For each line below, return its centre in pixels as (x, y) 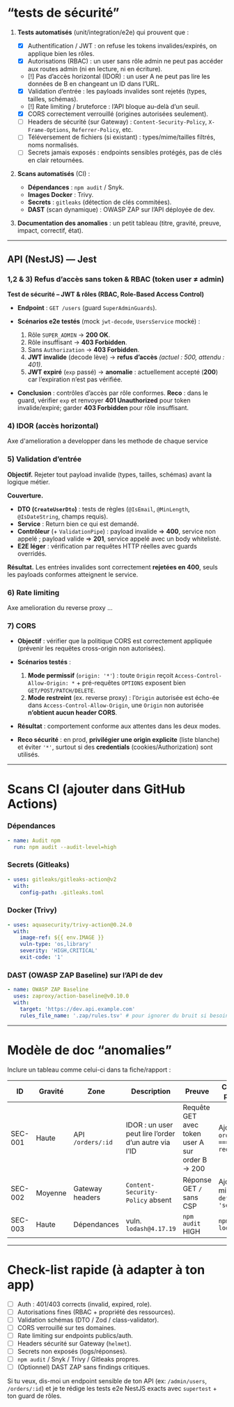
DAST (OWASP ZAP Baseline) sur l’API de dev (85, 975)
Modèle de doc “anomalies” (89, 1050)
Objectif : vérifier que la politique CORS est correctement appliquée (115, 641)
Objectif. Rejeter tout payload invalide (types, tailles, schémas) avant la (110, 474)
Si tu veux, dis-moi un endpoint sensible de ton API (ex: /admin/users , (107, 1381)
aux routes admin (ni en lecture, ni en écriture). (95, 69)
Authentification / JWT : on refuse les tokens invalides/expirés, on (122, 45)
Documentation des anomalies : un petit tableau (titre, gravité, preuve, (119, 223)
